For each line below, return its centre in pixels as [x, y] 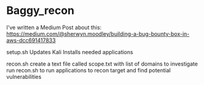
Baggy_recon [40, 11]
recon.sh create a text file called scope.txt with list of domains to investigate [102, 64]
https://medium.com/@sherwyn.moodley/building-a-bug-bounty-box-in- [98, 33]
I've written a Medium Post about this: [54, 27]
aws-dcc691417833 [31, 40]
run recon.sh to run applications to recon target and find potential [89, 70]
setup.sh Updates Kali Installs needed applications [70, 52]
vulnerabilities [24, 76]
